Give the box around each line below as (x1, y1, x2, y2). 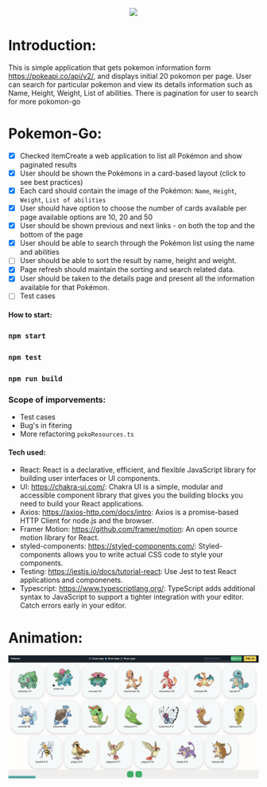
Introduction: (8, 37, 97, 55)
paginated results (19, 159, 77, 169)
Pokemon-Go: (8, 124, 103, 143)
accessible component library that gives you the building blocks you (19, 490, 244, 500)
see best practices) (19, 178, 83, 187)
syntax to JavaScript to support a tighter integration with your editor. (19, 592, 244, 602)
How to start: (8, 310, 52, 320)
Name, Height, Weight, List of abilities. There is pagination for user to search (8, 88, 258, 97)
